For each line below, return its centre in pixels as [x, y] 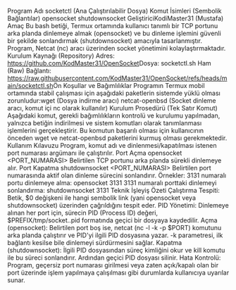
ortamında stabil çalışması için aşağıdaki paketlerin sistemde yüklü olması [114, 93]
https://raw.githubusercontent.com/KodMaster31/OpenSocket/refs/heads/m [117, 78]
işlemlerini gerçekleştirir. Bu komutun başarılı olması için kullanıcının [106, 131]
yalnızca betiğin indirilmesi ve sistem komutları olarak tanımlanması [105, 123]
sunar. [17, 280]
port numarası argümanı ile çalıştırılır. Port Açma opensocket [95, 153]
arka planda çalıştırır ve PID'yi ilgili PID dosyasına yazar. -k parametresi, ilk [115, 235]
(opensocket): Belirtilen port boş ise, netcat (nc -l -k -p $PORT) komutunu [114, 228]
